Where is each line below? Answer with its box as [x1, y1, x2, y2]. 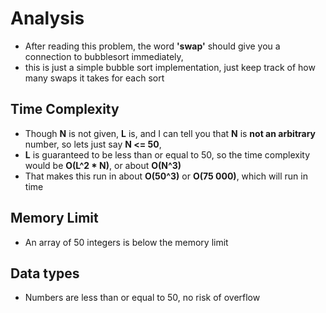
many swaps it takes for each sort [24, 72, 165, 84]
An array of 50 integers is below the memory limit [24, 236, 229, 248]
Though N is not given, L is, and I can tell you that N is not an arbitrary [24, 127, 317, 139]
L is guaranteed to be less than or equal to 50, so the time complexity [24, 148, 310, 161]
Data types [10, 265, 80, 282]
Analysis [10, 7, 85, 30]
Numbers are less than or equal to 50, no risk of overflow [24, 292, 261, 304]
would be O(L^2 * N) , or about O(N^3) [24, 159, 182, 171]
